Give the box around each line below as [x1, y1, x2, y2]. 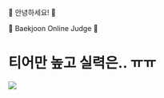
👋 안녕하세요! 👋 [8, 8, 56, 17]
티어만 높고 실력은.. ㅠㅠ [8, 54, 157, 73]
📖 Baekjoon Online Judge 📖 [8, 24, 98, 33]
